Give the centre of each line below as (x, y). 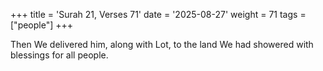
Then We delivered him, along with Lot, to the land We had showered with (162, 44)
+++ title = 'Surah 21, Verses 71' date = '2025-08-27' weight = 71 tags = (158, 14)
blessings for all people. (59, 55)
